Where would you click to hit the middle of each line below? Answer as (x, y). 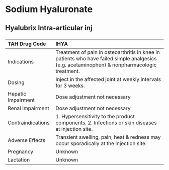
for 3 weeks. (70, 86)
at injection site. (74, 129)
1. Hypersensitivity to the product (95, 116)
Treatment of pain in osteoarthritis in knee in (108, 52)
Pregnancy (21, 151)
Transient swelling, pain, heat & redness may (108, 137)
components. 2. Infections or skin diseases (106, 123)
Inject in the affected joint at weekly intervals (108, 79)
